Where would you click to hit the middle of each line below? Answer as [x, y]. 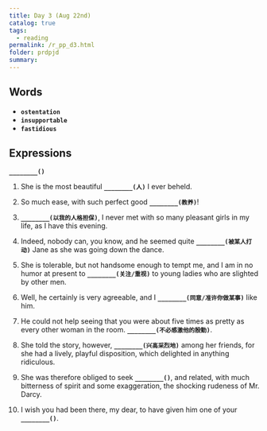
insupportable [44, 120]
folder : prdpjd [34, 52]
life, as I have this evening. [64, 225]
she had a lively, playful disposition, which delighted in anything [125, 353]
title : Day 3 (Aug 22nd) [50, 16]
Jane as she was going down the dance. [99, 249]
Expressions [41, 153]
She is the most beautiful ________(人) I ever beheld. [106, 186]
